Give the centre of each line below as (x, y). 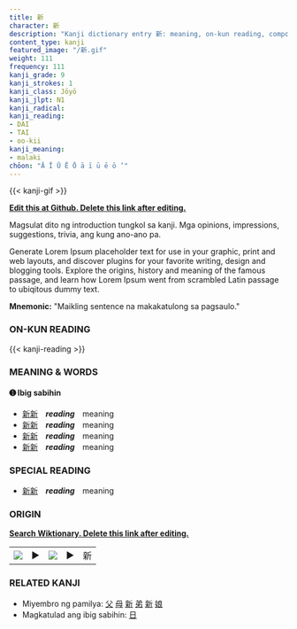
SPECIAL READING (50, 470)
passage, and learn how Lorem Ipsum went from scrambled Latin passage (144, 280)
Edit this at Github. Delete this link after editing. (98, 208)
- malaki (25, 157)
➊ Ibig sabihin (35, 393)
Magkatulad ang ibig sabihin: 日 (79, 614)
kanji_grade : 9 (37, 75)
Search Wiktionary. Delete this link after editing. (99, 533)
